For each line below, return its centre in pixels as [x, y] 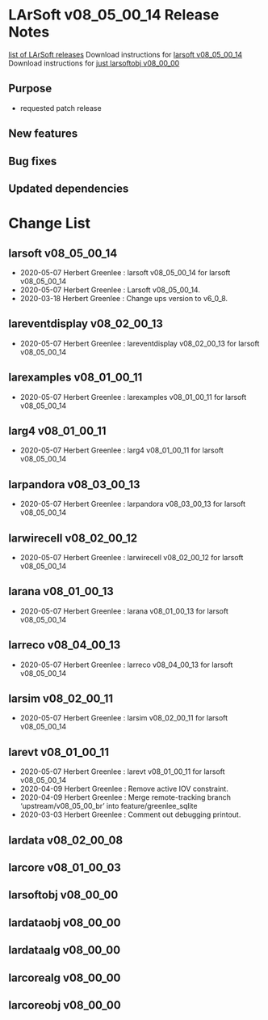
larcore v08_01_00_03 [65, 868]
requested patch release [61, 108]
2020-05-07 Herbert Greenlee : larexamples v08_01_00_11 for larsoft [133, 397]
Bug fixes [33, 161]
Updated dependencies [69, 188]
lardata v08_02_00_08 [66, 840]
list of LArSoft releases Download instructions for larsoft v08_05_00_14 [126, 54]
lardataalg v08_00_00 [65, 950]
